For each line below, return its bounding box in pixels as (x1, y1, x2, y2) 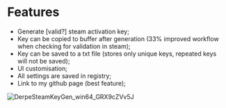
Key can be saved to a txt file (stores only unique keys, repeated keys (17, 49, 217, 58)
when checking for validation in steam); (17, 42, 131, 50)
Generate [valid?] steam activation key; (17, 27, 130, 36)
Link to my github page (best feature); (17, 79, 127, 87)
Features (7, 4, 60, 20)
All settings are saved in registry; (17, 71, 112, 80)
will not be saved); (17, 56, 70, 65)
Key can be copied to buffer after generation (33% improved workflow (17, 34, 219, 43)
